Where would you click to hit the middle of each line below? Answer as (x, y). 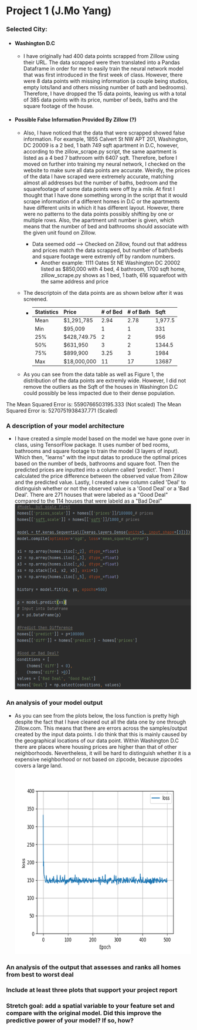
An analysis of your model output (55, 703)
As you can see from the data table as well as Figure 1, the (94, 375)
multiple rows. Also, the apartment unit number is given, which (99, 220)
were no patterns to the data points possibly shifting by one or (98, 214)
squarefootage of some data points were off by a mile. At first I (99, 189)
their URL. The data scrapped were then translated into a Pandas (101, 62)
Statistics (47, 312)
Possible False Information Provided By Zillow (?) (75, 119)
